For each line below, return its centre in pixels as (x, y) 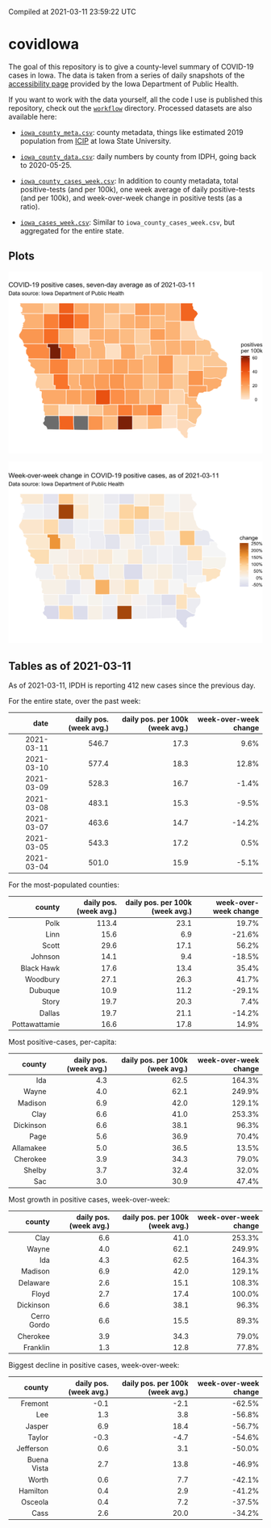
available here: (33, 116)
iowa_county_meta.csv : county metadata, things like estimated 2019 (131, 132)
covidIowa (44, 44)
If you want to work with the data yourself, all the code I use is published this (135, 99)
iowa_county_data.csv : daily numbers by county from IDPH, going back (138, 156)
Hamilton (34, 1491)
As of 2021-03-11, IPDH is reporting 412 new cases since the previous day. (132, 685)
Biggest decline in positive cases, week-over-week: (94, 1366)
